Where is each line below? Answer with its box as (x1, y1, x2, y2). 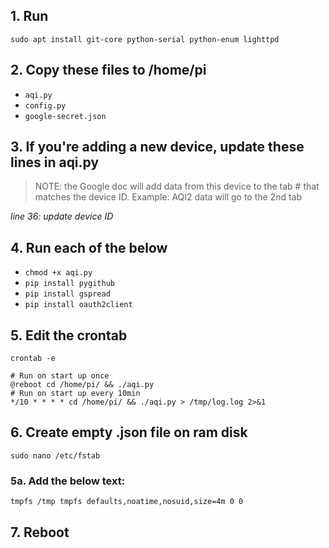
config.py (24, 100, 67, 111)
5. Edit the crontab (10, 327, 128, 344)
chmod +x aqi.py (24, 268, 93, 278)
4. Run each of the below (10, 239, 168, 256)
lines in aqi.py (10, 154, 100, 171)
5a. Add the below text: (10, 474, 126, 488)
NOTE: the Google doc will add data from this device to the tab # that (34, 180, 320, 193)
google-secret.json (24, 111, 107, 121)
